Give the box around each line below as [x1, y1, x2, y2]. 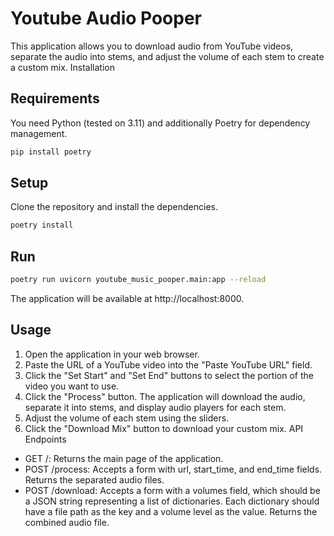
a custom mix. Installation [10, 61, 115, 73]
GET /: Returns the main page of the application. [24, 452, 224, 464]
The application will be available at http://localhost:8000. [10, 293, 245, 304]
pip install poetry [10, 147, 92, 157]
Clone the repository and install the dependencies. [10, 201, 219, 213]
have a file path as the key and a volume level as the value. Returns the [24, 505, 318, 517]
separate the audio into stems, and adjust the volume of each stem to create [10, 50, 325, 62]
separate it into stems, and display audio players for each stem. [24, 401, 287, 413]
